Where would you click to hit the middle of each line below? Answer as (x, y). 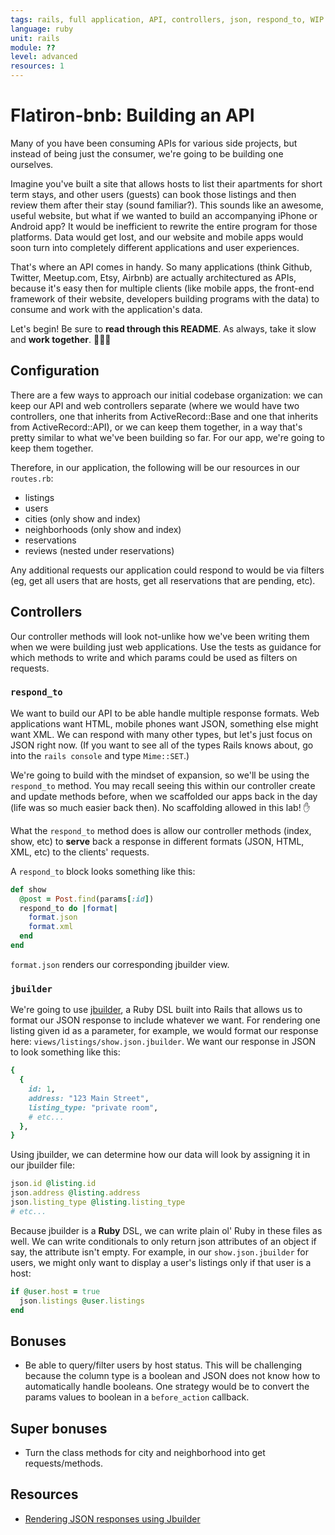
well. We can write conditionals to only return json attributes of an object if (163, 1241)
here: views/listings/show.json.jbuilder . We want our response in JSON (163, 1042)
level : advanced (44, 57)
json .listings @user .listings (82, 1301)
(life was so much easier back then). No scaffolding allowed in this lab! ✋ (160, 807)
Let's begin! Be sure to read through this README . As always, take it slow (163, 328)
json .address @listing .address (75, 1193)
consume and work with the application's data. (106, 309)
